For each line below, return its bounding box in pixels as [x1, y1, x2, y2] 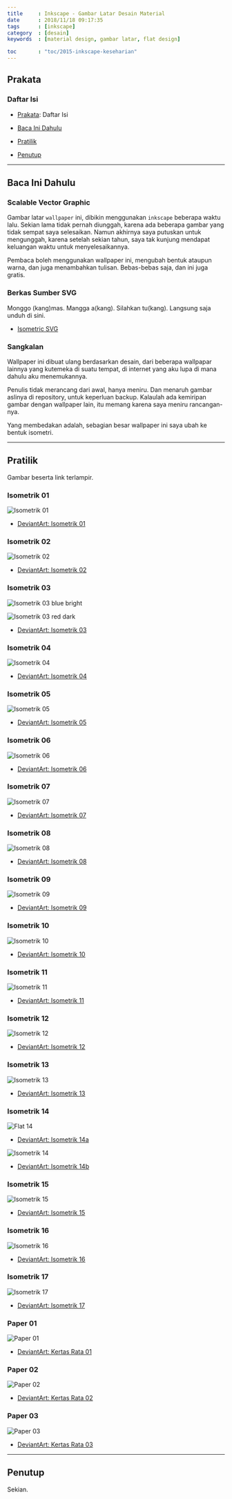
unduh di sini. [7, 311, 46, 319]
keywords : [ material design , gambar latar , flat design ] [7, 36, 181, 43]
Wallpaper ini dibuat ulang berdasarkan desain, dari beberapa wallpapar [7, 357, 212, 366]
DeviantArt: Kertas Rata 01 [17, 1348, 92, 1356]
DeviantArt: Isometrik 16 [17, 1255, 86, 1263]
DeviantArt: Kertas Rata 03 [17, 1440, 93, 1449]
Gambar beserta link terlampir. [7, 473, 94, 481]
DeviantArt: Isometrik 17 [17, 1301, 86, 1310]
